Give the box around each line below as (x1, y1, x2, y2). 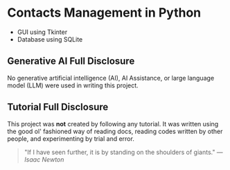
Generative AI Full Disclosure (7, 56, 135, 67)
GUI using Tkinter (17, 28, 68, 36)
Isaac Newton (24, 155, 64, 164)
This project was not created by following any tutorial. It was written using (7, 119, 219, 128)
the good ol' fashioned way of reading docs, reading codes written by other (7, 127, 223, 135)
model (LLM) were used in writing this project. (7, 81, 139, 90)
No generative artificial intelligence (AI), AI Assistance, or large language (7, 74, 215, 82)
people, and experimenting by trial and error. (7, 134, 135, 143)
